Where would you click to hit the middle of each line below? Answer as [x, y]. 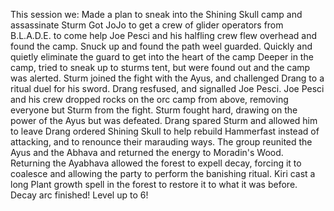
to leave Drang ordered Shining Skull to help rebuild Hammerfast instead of [165, 131]
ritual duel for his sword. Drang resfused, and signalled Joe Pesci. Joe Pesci [167, 88]
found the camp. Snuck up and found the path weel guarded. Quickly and [161, 46]
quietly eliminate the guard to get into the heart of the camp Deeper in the [162, 57]
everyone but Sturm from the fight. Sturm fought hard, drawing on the [154, 110]
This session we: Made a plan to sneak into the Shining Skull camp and [156, 14]
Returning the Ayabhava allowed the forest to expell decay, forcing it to [156, 163]
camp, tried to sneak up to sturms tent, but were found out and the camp [160, 67]
